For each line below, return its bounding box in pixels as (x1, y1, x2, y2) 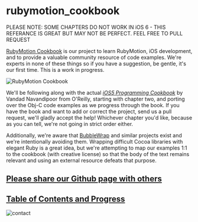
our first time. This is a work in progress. (6, 66, 105, 73)
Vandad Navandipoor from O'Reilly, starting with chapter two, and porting (6, 95, 185, 102)
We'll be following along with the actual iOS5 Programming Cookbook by (6, 89, 183, 96)
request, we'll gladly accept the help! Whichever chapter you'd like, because (6, 114, 193, 121)
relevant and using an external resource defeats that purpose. (6, 157, 157, 164)
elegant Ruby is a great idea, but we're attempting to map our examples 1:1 (6, 144, 187, 151)
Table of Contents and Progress (6, 194, 125, 204)
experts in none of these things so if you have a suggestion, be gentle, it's (6, 60, 186, 67)
